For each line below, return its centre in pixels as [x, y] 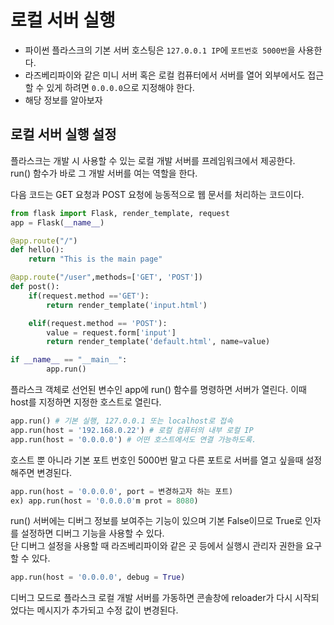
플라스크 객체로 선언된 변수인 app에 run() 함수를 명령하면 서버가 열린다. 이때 [158, 389]
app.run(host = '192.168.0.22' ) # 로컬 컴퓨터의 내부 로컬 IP [132, 430]
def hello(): [37, 250]
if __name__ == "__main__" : [69, 360]
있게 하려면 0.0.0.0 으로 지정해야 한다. [120, 87]
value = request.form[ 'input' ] [111, 332]
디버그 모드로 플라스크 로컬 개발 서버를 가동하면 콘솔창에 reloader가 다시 [151, 598]
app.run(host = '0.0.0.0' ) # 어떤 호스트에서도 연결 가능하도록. [133, 439]
